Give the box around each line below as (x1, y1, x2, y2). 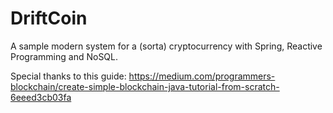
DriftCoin (10, 7, 88, 30)
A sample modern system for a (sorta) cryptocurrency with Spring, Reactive (10, 40, 323, 52)
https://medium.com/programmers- (128, 70, 276, 82)
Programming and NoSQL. (10, 50, 119, 62)
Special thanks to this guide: (10, 70, 127, 82)
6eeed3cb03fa (10, 91, 72, 103)
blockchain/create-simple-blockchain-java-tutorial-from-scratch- (10, 80, 280, 92)
